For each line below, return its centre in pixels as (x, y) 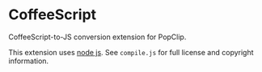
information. (29, 61)
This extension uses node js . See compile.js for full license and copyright (131, 52)
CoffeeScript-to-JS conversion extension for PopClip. (97, 37)
